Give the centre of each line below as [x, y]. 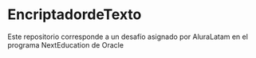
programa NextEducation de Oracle [66, 44]
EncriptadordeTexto [75, 15]
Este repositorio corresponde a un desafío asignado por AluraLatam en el [128, 37]
